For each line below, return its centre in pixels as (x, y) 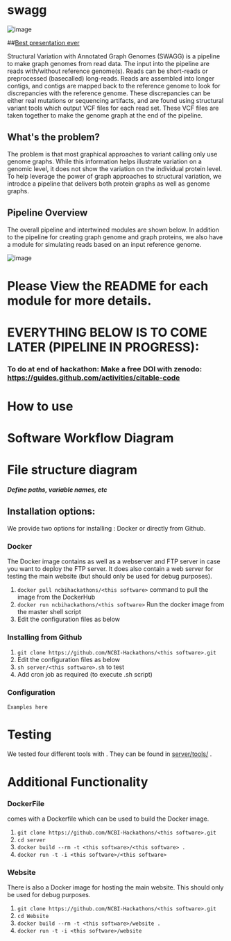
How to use (40, 407)
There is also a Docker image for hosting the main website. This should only (115, 887)
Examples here (28, 707)
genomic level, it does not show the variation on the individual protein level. (115, 168)
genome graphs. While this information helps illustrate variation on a (105, 161)
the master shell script (49, 612)
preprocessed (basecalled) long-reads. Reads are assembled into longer (111, 78)
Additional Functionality (78, 782)
